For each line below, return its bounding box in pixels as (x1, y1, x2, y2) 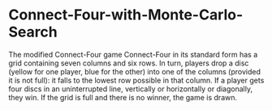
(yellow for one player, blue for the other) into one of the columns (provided (8, 66, 261, 76)
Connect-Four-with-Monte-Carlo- (8, 6, 244, 24)
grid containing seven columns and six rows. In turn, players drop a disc (8, 58, 249, 68)
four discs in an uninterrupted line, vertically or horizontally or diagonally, (8, 83, 253, 94)
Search (8, 23, 58, 41)
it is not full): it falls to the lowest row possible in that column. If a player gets (8, 75, 265, 85)
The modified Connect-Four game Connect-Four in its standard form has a (8, 49, 258, 59)
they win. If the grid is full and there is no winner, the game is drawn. (8, 92, 238, 102)
